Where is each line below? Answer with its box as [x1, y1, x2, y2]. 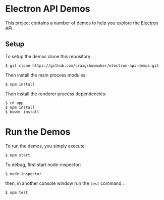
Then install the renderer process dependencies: [5, 91, 107, 97]
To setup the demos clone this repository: [5, 53, 92, 59]
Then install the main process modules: [5, 72, 87, 78]
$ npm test [5, 190, 28, 195]
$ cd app [5, 100, 24, 105]
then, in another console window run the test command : [5, 180, 124, 186]
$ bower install [5, 109, 39, 114]
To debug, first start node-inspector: [5, 162, 81, 168]
